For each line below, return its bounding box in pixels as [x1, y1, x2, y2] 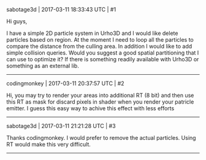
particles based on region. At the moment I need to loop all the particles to [6, 36, 194, 43]
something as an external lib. [6, 62, 80, 69]
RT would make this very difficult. [6, 141, 91, 148]
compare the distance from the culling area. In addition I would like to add [6, 43, 193, 50]
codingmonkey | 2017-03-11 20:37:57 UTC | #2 [6, 80, 124, 87]
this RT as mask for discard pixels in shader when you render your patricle [6, 98, 194, 105]
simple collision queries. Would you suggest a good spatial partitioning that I [6, 49, 199, 56]
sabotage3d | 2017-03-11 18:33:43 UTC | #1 [6, 6, 116, 13]
